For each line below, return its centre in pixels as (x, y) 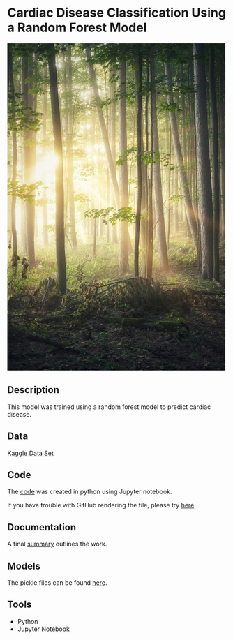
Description (33, 390)
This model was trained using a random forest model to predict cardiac (109, 407)
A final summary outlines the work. (57, 544)
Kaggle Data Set (31, 453)
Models (24, 566)
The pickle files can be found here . (57, 583)
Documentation (42, 527)
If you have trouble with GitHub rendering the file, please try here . (102, 505)
